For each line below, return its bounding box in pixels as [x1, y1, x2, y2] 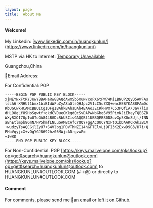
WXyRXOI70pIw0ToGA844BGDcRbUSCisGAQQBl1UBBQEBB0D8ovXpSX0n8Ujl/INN [5, 115, 149, 120]
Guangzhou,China [5, 63, 42, 69]
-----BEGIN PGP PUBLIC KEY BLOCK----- [5, 92, 86, 97]
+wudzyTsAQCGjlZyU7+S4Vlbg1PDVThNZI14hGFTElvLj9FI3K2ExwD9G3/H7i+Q [5, 124, 149, 130]
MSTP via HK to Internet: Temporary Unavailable [5, 53, 105, 59]
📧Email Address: [5, 73, 39, 79]
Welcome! [5, 27, 27, 33]
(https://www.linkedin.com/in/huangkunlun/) [5, 43, 96, 50]
